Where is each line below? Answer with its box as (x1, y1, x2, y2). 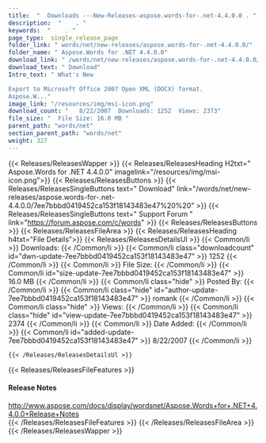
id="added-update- (70, 327, 135, 337)
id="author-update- (154, 285, 218, 295)
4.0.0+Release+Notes (8, 409, 79, 418)
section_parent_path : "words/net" (8, 129, 123, 137)
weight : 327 (8, 137, 47, 144)
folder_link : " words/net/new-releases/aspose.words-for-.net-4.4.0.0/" (8, 41, 253, 49)
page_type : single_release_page (8, 33, 119, 42)
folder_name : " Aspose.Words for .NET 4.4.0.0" (8, 48, 169, 56)
